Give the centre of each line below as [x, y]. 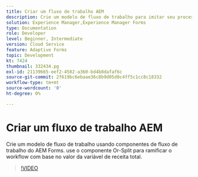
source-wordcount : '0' [34, 88]
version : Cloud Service [35, 45]
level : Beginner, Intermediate [44, 39]
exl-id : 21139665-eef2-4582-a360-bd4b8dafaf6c [64, 72]
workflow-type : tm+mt [33, 83]
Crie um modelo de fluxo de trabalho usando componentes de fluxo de [92, 144]
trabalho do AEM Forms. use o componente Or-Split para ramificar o [89, 150]
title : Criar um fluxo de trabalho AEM [55, 11]
